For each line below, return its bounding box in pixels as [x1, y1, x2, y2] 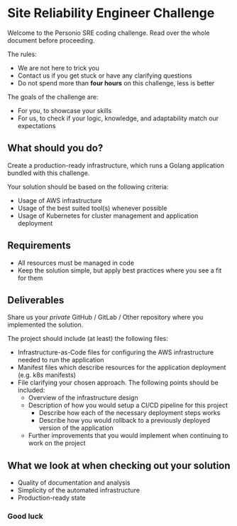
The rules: [7, 50, 37, 58]
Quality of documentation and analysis [17, 478, 131, 487]
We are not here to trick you [17, 63, 99, 72]
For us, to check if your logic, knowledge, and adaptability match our [17, 114, 219, 122]
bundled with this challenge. [7, 169, 90, 177]
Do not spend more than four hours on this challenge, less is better [17, 78, 215, 87]
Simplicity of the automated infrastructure [17, 486, 140, 495]
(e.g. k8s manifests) [17, 371, 77, 379]
